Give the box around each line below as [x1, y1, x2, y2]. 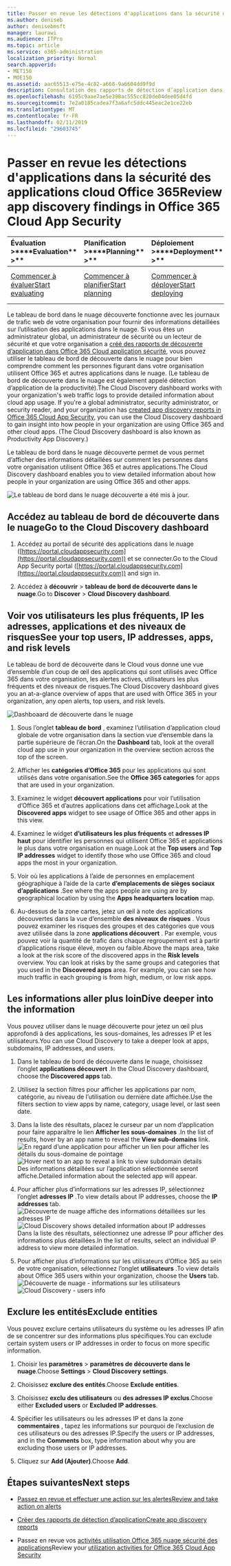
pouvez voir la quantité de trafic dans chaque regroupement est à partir [16, 936, 220, 944]
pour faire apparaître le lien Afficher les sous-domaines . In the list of [16, 1128, 214, 1136]
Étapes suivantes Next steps [7, 1477, 131, 1488]
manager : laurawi [7, 29, 57, 36]
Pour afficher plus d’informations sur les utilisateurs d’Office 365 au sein [16, 1257, 222, 1265]
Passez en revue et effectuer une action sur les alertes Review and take [16, 1495, 219, 1503]
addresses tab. [16, 1199, 61, 1208]
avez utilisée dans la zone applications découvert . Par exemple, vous [16, 929, 217, 937]
